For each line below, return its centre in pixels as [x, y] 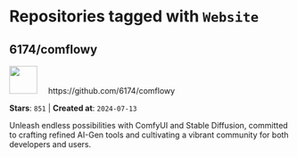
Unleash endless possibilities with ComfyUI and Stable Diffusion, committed [148, 125]
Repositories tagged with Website [134, 17]
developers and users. [50, 144]
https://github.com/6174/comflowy [111, 91]
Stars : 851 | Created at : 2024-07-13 [73, 108]
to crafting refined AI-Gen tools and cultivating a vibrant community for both [149, 135]
